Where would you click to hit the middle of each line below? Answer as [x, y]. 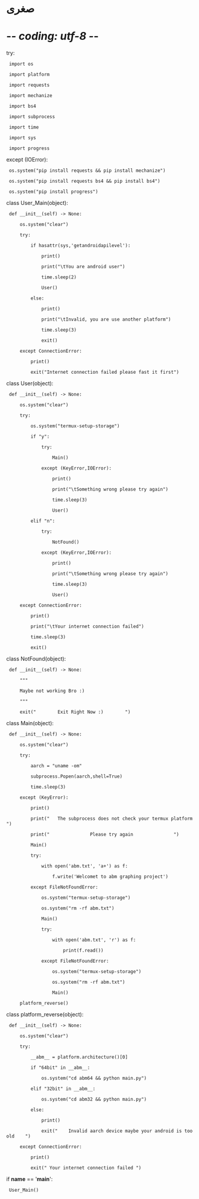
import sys [22, 138]
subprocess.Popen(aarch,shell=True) [76, 776]
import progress [29, 149]
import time [24, 127]
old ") [19, 1136]
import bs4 [22, 106]
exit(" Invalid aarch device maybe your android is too [117, 1131]
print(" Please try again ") [105, 835]
